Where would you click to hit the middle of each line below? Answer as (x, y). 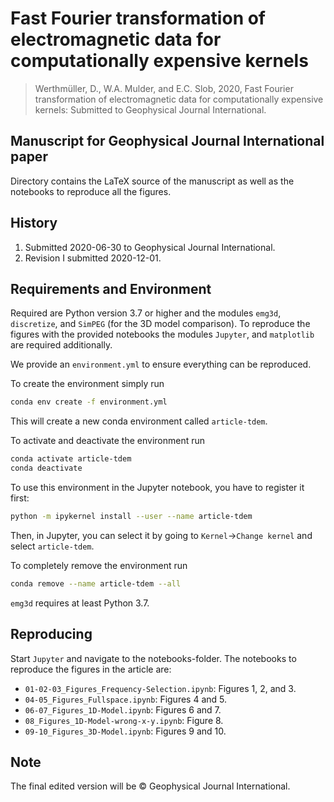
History (34, 223)
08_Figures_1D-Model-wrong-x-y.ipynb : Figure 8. (124, 720)
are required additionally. (61, 345)
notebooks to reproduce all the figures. (91, 191)
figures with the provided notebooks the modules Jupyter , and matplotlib (162, 334)
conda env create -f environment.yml (89, 402)
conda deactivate (46, 468)
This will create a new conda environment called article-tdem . (139, 421)
